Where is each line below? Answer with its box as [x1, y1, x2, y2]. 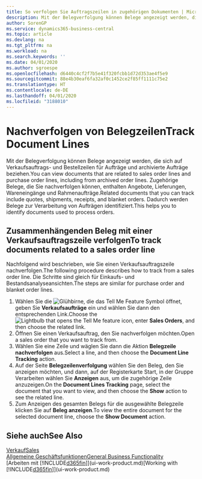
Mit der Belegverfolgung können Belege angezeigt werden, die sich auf [6, 157, 183, 164]
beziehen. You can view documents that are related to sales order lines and [6, 170, 191, 177]
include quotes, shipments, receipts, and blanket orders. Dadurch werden [6, 195, 188, 202]
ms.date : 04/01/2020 [6, 59, 58, 65]
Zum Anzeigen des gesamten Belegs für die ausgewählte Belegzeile [14, 400, 184, 407]
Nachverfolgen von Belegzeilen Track [6, 124, 195, 138]
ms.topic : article [6, 31, 52, 37]
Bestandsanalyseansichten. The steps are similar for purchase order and [6, 280, 185, 287]
